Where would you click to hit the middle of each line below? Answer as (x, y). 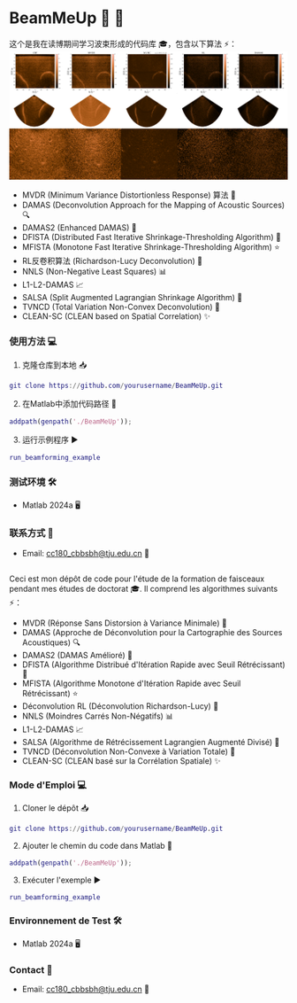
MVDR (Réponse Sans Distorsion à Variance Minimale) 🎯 (124, 623)
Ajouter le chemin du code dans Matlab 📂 (97, 846)
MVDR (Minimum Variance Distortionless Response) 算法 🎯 (129, 195)
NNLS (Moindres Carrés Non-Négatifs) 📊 (98, 716)
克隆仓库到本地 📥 (54, 365)
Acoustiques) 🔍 (51, 642)
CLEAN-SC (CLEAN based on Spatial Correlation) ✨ (116, 316)
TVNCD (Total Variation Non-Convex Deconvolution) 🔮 (121, 307)
